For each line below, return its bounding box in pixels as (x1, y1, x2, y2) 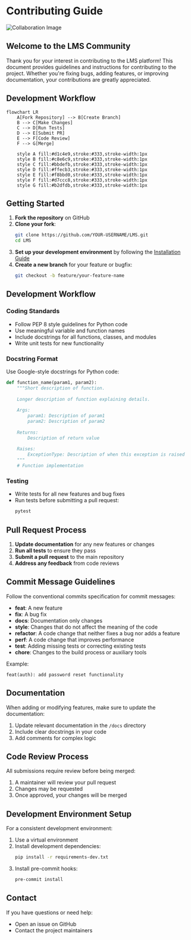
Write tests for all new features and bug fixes (14, 490, 125, 497)
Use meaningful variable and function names (14, 327, 125, 334)
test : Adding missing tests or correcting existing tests (14, 642, 146, 650)
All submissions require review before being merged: (6, 768, 136, 775)
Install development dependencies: (14, 843, 101, 850)
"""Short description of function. (17, 385, 105, 391)
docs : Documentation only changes (14, 617, 103, 624)
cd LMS (14, 237, 32, 244)
